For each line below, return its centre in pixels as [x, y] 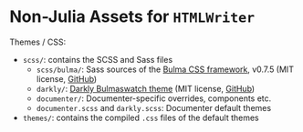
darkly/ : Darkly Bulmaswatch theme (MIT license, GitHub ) [146, 88]
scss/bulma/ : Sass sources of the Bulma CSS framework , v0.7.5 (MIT [165, 69]
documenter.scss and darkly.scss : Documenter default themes [154, 107]
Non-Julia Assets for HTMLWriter [132, 17]
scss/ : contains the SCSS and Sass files [98, 59]
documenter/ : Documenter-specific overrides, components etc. [154, 98]
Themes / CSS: [38, 42]
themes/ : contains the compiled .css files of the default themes [141, 117]
